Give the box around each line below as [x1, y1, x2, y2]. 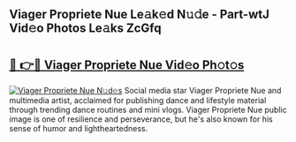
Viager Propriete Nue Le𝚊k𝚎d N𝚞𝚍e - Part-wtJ [9, 7, 269, 22]
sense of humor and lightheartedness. [9, 123, 148, 133]
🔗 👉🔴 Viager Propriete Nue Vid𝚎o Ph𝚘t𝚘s [9, 57, 245, 72]
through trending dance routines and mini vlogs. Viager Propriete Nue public [9, 105, 287, 115]
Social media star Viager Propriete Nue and [124, 86, 282, 95]
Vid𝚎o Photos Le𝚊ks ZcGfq [9, 21, 162, 36]
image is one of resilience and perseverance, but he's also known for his [9, 114, 274, 124]
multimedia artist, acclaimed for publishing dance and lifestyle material [9, 95, 267, 105]
